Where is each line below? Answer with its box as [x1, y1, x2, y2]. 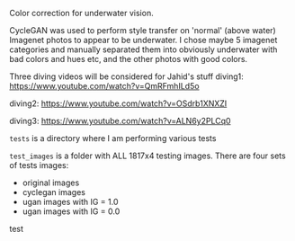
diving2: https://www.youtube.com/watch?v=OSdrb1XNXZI [9, 98, 228, 109]
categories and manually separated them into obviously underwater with [9, 44, 278, 55]
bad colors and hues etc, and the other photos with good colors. [9, 54, 248, 64]
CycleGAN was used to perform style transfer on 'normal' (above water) [9, 25, 276, 35]
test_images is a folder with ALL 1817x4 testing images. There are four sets [9, 150, 286, 161]
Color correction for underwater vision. [9, 8, 155, 18]
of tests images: [9, 160, 69, 170]
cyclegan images [22, 187, 85, 197]
